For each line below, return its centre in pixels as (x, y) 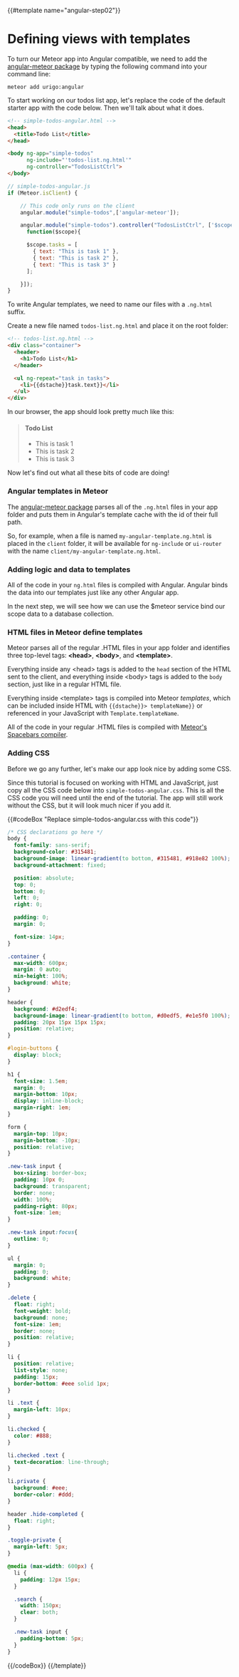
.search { (28, 1599)
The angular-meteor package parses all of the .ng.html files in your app (113, 507)
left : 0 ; (27, 898)
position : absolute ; (44, 878)
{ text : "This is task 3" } (74, 264)
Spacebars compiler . (38, 735)
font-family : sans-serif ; (52, 845)
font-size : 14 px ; (39, 936)
